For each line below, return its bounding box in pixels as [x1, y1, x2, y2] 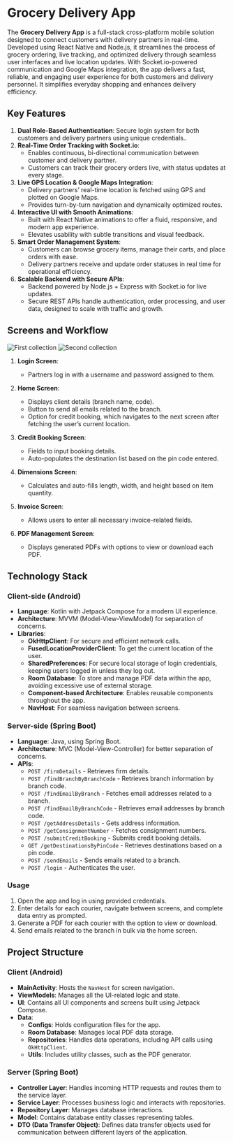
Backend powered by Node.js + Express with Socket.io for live [27, 282, 207, 291]
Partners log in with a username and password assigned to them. [27, 370, 215, 379]
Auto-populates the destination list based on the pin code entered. [27, 454, 219, 463]
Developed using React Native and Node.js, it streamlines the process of [7, 43, 216, 51]
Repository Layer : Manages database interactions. [17, 1105, 164, 1114]
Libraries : [17, 629, 46, 638]
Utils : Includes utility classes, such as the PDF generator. [27, 1050, 192, 1058]
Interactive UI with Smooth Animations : [17, 208, 134, 216]
